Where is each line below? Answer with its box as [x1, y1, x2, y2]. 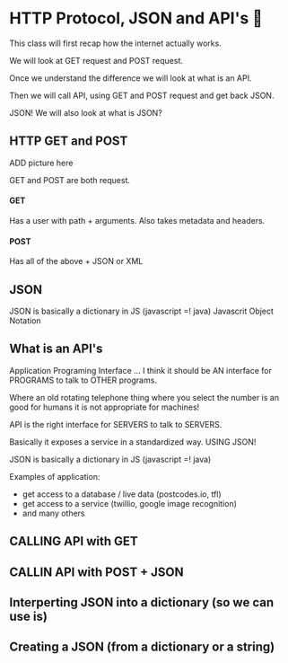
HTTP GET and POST [9, 134, 128, 149]
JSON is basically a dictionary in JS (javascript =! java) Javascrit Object [9, 305, 274, 316]
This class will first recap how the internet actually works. [9, 38, 222, 49]
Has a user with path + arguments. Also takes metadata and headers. [9, 215, 266, 225]
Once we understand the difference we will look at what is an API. [9, 72, 253, 84]
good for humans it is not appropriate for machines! [9, 402, 200, 412]
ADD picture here [9, 157, 74, 168]
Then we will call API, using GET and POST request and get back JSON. [9, 90, 275, 101]
